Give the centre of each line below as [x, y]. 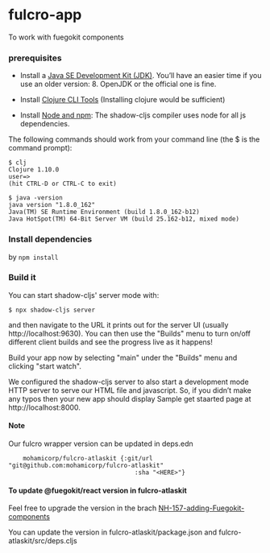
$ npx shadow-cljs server [52, 310]
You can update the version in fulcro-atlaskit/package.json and [113, 532]
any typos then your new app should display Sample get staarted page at [130, 398]
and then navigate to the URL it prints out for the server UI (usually [118, 324]
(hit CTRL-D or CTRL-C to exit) [62, 184]
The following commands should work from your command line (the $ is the [134, 139]
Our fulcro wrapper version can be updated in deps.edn [101, 444]
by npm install [33, 257]
